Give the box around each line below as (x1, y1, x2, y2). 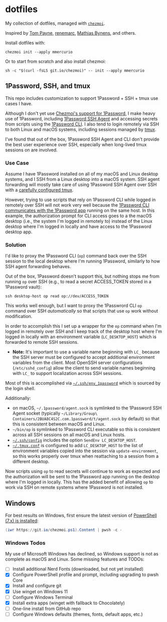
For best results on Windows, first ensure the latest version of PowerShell (5, 513, 157, 519)
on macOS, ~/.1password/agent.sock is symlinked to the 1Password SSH (12, 405, 162, 411)
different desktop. (12, 459, 50, 465)
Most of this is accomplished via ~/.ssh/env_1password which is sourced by (5, 380, 161, 386)
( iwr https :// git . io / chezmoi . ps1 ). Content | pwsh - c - (5, 528, 122, 533)
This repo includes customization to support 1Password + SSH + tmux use (5, 95, 158, 101)
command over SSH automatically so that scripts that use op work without (5, 308, 158, 314)
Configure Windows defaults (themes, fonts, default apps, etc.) (12, 611, 143, 617)
